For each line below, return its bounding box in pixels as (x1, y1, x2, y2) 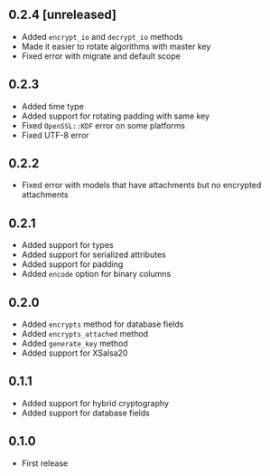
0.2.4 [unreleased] (8, 7, 116, 23)
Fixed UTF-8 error (21, 129, 89, 140)
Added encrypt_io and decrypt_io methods (21, 31, 183, 42)
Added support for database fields (21, 407, 150, 418)
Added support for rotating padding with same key (21, 110, 209, 121)
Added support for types (21, 240, 114, 251)
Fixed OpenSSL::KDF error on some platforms (21, 119, 186, 130)
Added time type (21, 100, 85, 111)
